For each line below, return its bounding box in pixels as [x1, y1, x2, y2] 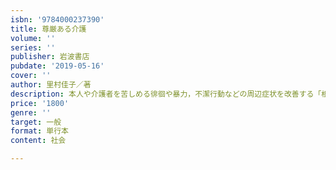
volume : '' [10, 33, 56, 43]
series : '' [10, 42, 56, 53]
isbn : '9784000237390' [10, 14, 105, 25]
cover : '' [10, 71, 52, 81]
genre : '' [10, 107, 52, 118]
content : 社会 [10, 136, 67, 146]
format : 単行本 [10, 126, 69, 136]
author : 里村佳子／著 [10, 80, 92, 90]
